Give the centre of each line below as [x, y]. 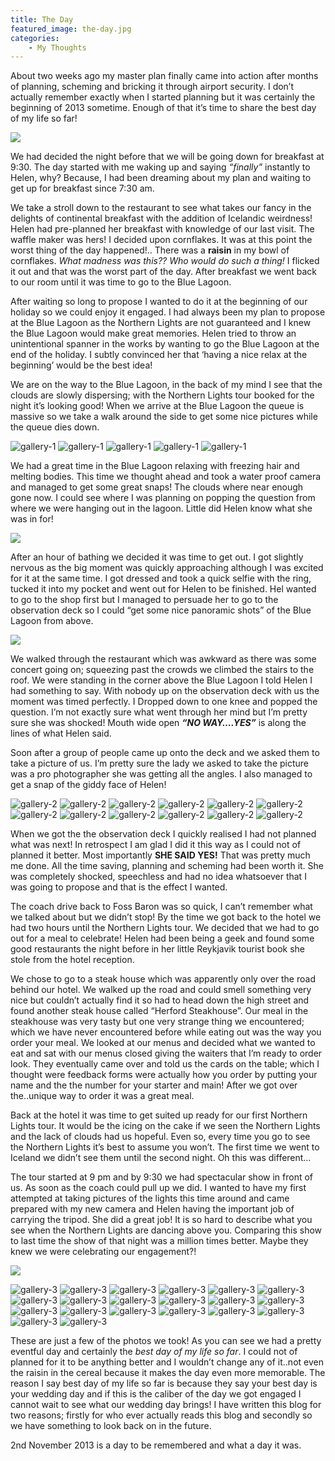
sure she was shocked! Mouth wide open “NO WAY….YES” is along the [158, 723]
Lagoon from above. [52, 621]
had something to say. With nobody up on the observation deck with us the [165, 691]
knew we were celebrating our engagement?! [103, 1252]
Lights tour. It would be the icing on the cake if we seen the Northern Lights [165, 1126]
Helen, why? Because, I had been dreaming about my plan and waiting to [161, 178]
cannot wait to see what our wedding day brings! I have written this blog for [166, 1405]
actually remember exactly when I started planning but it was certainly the [163, 97]
